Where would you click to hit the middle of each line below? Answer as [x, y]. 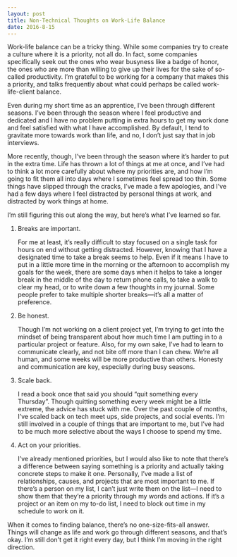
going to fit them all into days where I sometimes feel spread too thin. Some [117, 179]
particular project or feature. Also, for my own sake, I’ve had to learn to [120, 344]
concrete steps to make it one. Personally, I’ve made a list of [105, 474]
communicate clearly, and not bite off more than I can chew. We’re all [118, 352]
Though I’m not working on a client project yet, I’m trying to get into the [121, 330]
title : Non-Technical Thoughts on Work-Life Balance [86, 20]
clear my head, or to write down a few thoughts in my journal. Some [116, 287]
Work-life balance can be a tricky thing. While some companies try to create [118, 47]
